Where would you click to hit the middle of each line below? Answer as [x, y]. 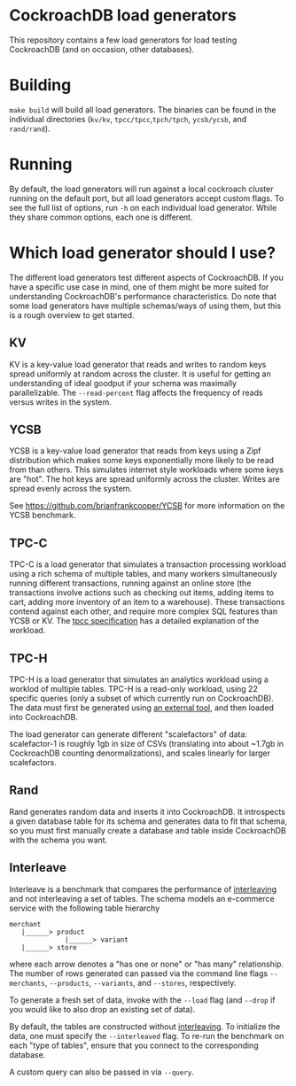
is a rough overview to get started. [72, 314]
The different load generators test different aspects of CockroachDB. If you [146, 277]
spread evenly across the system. [71, 489]
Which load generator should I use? [143, 252]
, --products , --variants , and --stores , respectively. [140, 982]
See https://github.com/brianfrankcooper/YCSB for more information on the [147, 506]
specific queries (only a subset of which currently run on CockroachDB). [142, 698]
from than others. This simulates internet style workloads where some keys [146, 469]
